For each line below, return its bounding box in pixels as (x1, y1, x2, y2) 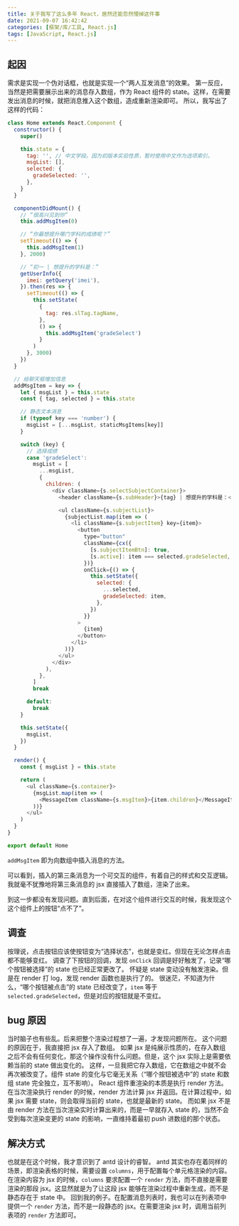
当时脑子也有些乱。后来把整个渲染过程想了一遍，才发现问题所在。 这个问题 (7, 1035, 228, 1043)
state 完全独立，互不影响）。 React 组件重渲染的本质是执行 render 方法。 (15, 1079, 228, 1087)
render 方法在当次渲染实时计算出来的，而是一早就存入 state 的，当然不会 (15, 1106, 229, 1114)
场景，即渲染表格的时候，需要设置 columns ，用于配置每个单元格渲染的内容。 (7, 1166, 231, 1175)
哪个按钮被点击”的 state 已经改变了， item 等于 (22, 983, 158, 991)
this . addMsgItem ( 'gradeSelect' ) (45, 329, 142, 337)
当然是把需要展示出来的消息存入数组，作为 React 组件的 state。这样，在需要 (7, 88, 231, 96)
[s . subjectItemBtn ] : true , (90, 546, 171, 554)
